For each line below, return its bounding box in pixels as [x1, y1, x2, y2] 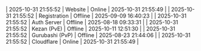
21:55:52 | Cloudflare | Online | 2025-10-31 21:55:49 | [5, 38, 139, 45]
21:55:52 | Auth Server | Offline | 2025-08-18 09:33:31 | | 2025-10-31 [5, 19, 178, 25]
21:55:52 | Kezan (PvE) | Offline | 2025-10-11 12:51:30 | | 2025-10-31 [5, 25, 175, 32]
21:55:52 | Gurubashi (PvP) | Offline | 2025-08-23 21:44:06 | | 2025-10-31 [5, 32, 191, 39]
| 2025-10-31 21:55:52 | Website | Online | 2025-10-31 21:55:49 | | [5, 6, 170, 13]
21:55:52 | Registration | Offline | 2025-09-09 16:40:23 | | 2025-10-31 [12, 12, 187, 19]
